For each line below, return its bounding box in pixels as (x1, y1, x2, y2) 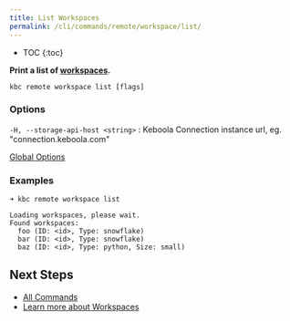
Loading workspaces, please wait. (9, 211, 141, 220)
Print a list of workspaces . (9, 65, 111, 76)
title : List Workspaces (9, 13, 100, 23)
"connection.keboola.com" (9, 133, 110, 144)
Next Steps (9, 267, 74, 283)
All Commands (22, 291, 78, 302)
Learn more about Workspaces (22, 301, 140, 312)
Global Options (9, 151, 66, 162)
